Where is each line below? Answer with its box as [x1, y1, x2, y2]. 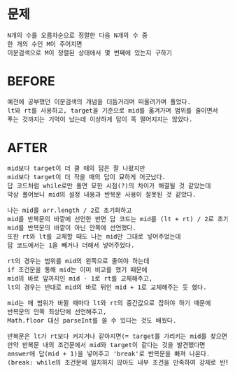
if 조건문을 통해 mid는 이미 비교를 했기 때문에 [7, 265, 148, 274]
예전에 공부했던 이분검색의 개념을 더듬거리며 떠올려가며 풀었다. [7, 97, 191, 106]
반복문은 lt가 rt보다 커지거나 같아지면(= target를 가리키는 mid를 [7, 332, 207, 340]
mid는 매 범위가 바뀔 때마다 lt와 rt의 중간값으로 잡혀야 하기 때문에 [7, 299, 211, 307]
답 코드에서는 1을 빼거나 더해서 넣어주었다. [7, 241, 135, 249]
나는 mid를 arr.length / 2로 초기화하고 [7, 206, 132, 214]
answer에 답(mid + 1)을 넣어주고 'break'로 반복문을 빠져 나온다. [7, 349, 211, 358]
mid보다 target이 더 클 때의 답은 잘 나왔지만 [7, 164, 145, 172]
